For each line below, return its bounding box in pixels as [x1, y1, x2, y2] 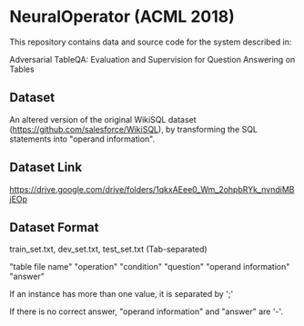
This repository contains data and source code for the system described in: [9, 36, 292, 47]
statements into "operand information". [9, 133, 156, 144]
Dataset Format [9, 220, 99, 235]
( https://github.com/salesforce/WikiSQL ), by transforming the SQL [9, 123, 258, 134]
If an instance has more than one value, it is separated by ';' [9, 289, 234, 300]
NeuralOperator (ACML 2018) [9, 6, 235, 27]
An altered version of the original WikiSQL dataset [9, 114, 198, 124]
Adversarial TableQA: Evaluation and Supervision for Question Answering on [9, 54, 296, 64]
